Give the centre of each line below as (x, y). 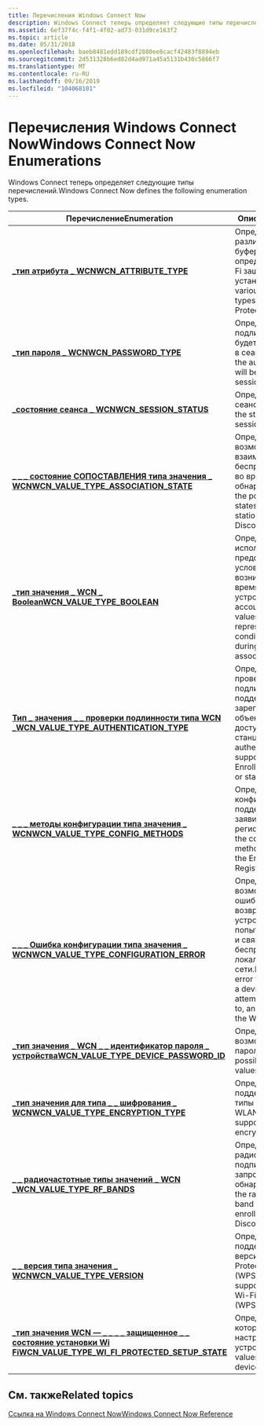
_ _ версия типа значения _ (65, 1266)
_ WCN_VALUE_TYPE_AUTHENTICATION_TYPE (100, 728)
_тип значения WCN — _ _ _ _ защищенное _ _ (101, 1333)
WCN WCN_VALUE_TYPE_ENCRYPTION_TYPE (99, 1113)
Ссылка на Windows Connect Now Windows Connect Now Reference (121, 1414)
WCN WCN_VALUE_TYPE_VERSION (78, 1276)
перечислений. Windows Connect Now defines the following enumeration (128, 191)
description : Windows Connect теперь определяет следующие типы (115, 23)
